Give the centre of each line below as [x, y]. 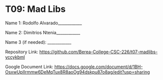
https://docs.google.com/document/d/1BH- [99, 67]
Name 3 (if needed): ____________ [38, 42]
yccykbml [15, 57]
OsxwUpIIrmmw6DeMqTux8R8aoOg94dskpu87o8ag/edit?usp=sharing [78, 72]
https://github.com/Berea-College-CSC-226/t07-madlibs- [99, 52]
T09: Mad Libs [36, 9]
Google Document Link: [29, 67]
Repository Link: [22, 52]
